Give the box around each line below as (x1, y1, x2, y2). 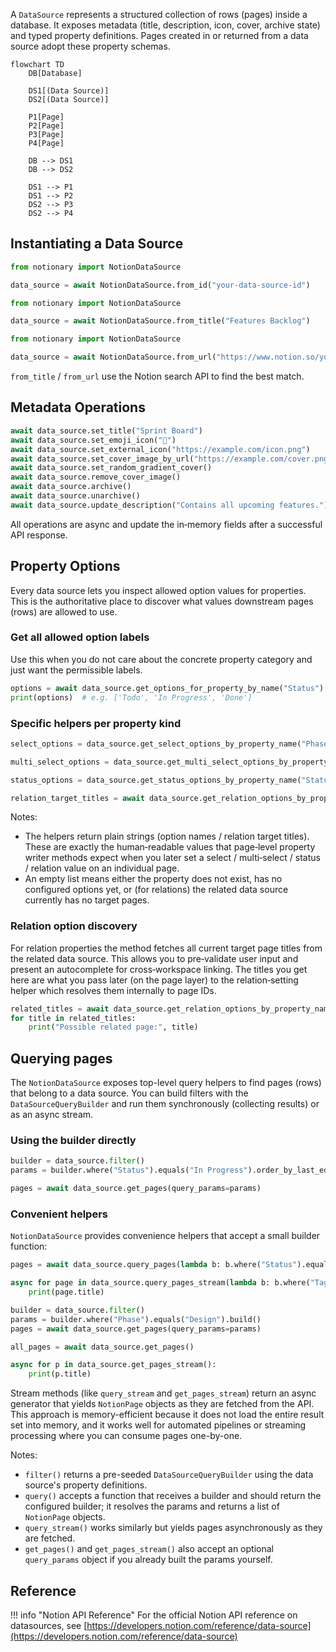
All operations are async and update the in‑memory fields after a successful (10, 518, 323, 530)
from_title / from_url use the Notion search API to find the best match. (10, 370, 305, 383)
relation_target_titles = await (10, 793, 145, 803)
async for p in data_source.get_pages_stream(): (10, 1360, 217, 1370)
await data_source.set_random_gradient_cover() (10, 463, 213, 473)
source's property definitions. (24, 1479, 148, 1491)
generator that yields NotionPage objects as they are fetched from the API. (10, 1398, 315, 1410)
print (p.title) (28, 1369, 92, 1379)
